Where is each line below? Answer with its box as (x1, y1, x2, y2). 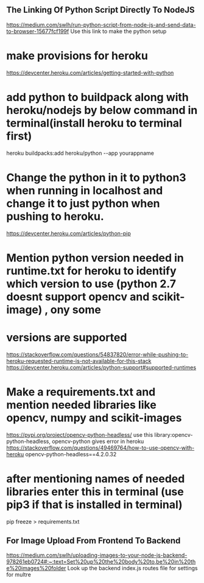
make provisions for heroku (6, 49, 148, 63)
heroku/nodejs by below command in (6, 103, 198, 117)
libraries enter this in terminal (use (6, 484, 184, 498)
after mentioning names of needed (6, 472, 185, 486)
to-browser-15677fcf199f (6, 27, 69, 35)
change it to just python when (6, 196, 160, 210)
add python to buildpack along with (6, 90, 189, 104)
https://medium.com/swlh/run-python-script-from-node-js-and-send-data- (6, 21, 196, 28)
